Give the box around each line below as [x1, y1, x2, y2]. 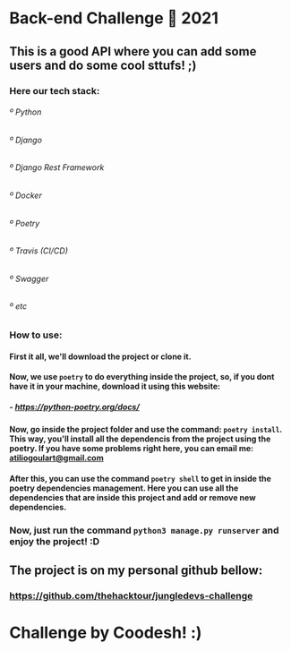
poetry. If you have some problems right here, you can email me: [9, 443, 253, 454]
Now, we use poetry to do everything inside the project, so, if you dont [9, 372, 275, 382]
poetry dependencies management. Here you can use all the [9, 483, 239, 493]
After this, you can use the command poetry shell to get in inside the [9, 473, 271, 484]
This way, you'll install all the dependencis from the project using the [9, 433, 271, 444]
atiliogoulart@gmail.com [9, 452, 105, 464]
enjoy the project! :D [9, 535, 100, 547]
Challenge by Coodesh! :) [9, 622, 202, 643]
